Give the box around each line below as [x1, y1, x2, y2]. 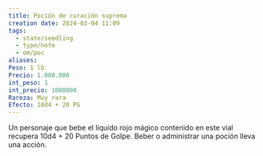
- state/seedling [15, 34, 74, 42]
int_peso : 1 [8, 78, 48, 86]
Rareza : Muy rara [8, 94, 67, 102]
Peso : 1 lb [8, 64, 45, 72]
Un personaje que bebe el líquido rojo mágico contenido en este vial [8, 123, 234, 133]
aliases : [8, 57, 38, 65]
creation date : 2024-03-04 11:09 [8, 19, 120, 27]
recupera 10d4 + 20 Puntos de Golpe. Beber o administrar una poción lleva [8, 131, 256, 141]
